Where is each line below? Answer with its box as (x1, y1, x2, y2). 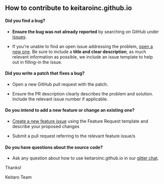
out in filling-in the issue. (12, 59, 62, 65)
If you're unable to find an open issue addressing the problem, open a (12, 43, 153, 49)
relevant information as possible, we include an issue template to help (12, 54, 153, 60)
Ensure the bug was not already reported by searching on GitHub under (12, 29, 159, 34)
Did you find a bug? (5, 17, 46, 24)
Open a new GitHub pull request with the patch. (12, 81, 109, 87)
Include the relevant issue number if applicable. (12, 96, 108, 102)
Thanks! (5, 165, 22, 171)
